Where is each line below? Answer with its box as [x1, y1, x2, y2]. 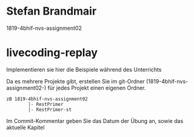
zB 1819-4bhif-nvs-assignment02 [6, 96, 88, 102]
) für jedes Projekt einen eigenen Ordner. [44, 84, 146, 91]
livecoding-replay [6, 46, 98, 60]
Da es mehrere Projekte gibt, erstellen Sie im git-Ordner [6, 77, 145, 85]
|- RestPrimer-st [28, 107, 72, 113]
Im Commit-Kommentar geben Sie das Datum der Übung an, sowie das [6, 117, 184, 124]
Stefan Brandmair [6, 4, 97, 18]
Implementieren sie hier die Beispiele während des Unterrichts [6, 66, 162, 73]
